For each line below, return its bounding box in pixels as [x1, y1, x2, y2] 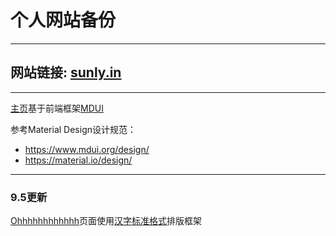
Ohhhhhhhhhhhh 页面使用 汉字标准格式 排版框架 [10, 215, 203, 227]
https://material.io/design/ [24, 154, 133, 166]
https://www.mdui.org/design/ [24, 143, 150, 155]
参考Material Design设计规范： [10, 123, 137, 135]
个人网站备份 [10, 9, 117, 32]
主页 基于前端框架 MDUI [10, 102, 104, 114]
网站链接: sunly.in [10, 64, 122, 81]
